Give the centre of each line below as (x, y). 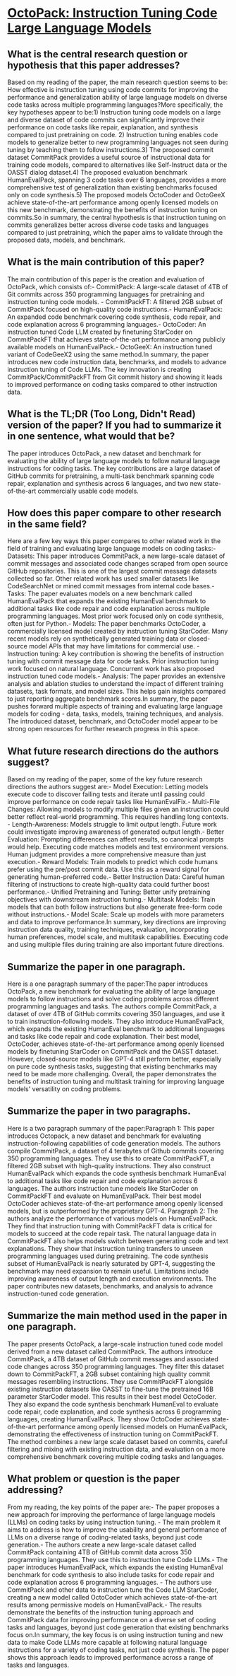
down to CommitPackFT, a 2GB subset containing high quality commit (109, 1374)
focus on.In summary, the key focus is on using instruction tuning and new (115, 1634)
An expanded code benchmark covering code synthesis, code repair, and (114, 317)
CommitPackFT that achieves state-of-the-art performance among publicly (116, 339)
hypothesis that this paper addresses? (94, 65)
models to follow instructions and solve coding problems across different (113, 999)
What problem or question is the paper (94, 1479)
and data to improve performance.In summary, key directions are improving (117, 922)
